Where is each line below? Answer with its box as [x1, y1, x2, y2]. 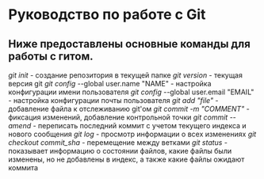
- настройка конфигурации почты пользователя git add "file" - [8, 96, 220, 105]
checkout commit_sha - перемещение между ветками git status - [8, 138, 228, 147]
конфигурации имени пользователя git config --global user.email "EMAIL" [8, 87, 254, 97]
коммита [8, 163, 38, 172]
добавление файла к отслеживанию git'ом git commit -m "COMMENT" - [8, 105, 250, 113]
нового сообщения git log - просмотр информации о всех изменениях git [8, 129, 257, 139]
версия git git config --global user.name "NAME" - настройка [8, 79, 212, 88]
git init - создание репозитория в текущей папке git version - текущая [8, 70, 243, 80]
